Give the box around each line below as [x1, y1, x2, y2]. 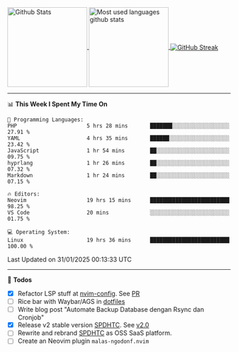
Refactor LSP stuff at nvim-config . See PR [17, 290, 140, 297]
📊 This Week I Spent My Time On [7, 100, 108, 108]
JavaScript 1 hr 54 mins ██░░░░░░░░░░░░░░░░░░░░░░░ [7, 147, 230, 154]
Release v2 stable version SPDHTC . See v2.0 [17, 321, 149, 329]
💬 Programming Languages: [7, 116, 84, 123]
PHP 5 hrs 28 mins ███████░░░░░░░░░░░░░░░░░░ [7, 123, 230, 130]
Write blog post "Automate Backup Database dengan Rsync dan [17, 305, 204, 314]
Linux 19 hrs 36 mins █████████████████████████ [7, 237, 230, 244]
